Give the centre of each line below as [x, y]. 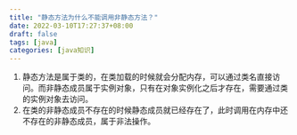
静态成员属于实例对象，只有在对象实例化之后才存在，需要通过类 [170, 88]
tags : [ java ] [33, 42]
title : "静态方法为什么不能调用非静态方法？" [84, 17]
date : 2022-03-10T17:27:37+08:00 [71, 26]
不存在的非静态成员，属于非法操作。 [89, 122]
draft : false [33, 34]
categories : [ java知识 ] [52, 51]
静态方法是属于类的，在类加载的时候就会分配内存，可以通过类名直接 [147, 77]
